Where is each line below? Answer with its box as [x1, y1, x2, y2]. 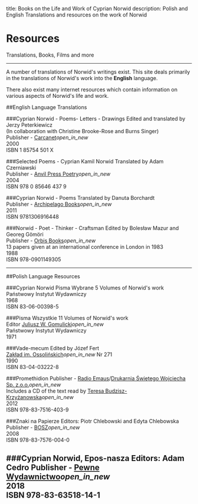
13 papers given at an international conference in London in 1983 [6, 243, 164, 250]
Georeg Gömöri [6, 230, 44, 238]
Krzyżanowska [6, 393, 42, 400]
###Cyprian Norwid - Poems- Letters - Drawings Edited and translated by [6, 115, 186, 122]
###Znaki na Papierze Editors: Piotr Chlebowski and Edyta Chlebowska [6, 417, 179, 424]
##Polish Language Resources [6, 272, 81, 279]
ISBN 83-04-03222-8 [6, 363, 59, 370]
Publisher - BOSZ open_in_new [6, 424, 80, 431]
